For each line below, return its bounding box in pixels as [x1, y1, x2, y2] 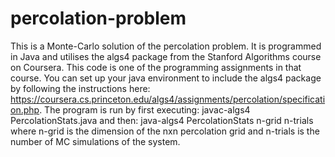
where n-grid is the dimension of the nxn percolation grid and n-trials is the [10, 125, 320, 137]
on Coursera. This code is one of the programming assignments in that [10, 61, 302, 73]
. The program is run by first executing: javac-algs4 [39, 103, 251, 116]
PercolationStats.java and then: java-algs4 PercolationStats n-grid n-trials [10, 114, 314, 126]
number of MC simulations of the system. [10, 135, 181, 147]
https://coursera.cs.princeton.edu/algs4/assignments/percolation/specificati [10, 93, 326, 105]
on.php [10, 103, 40, 116]
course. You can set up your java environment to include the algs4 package [10, 72, 322, 84]
